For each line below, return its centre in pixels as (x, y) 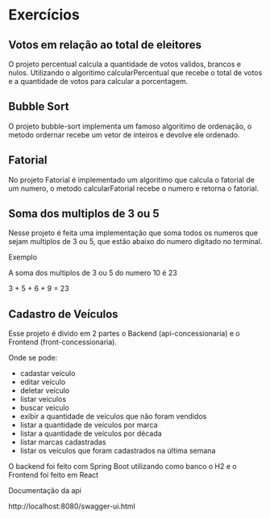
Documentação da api (45, 491)
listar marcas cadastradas (63, 442)
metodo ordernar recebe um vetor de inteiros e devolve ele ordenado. (124, 134)
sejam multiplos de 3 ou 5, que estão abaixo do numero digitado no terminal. (135, 242)
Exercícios (44, 15)
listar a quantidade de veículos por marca (89, 425)
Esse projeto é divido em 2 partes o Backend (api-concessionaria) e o (124, 334)
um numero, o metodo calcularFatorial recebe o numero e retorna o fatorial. (134, 188)
